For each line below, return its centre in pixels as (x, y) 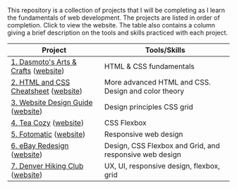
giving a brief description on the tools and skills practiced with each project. (117, 32)
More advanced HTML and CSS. (158, 82)
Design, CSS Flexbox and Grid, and (162, 146)
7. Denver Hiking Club (47, 166)
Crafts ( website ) (38, 71)
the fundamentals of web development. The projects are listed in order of (114, 18)
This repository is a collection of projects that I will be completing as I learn (116, 10)
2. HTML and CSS (41, 82)
